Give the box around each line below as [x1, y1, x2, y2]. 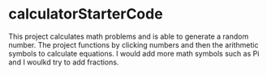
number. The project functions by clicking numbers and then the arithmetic [8, 40, 259, 49]
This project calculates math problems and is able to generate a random [8, 31, 249, 41]
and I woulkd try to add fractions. [8, 57, 119, 67]
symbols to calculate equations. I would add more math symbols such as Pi [8, 48, 260, 58]
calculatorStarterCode [8, 5, 164, 23]
